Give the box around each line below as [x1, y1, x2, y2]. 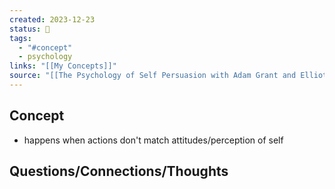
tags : [9, 33, 32, 43]
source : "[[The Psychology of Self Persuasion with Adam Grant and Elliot [9, 71, 328, 81]
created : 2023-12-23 [9, 14, 96, 25]
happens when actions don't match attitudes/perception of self [23, 134, 284, 146]
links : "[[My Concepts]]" [9, 61, 117, 71]
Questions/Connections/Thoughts [9, 163, 229, 180]
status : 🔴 [9, 24, 51, 34]
